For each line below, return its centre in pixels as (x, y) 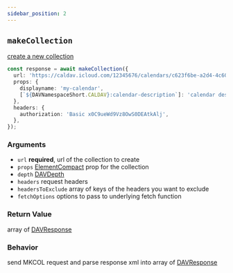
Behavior (23, 247)
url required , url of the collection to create (78, 160)
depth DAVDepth (41, 174)
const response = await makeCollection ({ (68, 69)
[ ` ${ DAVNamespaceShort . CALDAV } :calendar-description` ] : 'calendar (118, 95)
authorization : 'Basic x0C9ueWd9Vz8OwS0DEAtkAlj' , (94, 114)
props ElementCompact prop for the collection (83, 167)
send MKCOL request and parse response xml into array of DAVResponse (112, 263)
